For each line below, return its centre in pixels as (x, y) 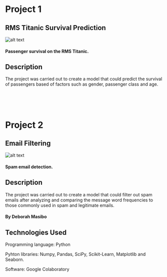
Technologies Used (36, 232)
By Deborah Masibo (26, 217)
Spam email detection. (29, 167)
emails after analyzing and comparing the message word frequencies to (79, 200)
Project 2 (24, 125)
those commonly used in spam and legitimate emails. (60, 205)
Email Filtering (28, 143)
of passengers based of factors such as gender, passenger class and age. (82, 84)
